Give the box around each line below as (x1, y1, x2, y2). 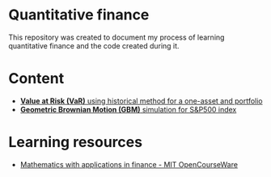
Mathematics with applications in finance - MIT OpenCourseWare (19, 159, 239, 169)
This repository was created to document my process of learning (8, 32, 225, 42)
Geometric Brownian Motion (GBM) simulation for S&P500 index (19, 104, 237, 114)
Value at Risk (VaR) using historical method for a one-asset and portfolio (19, 95, 263, 106)
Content (8, 70, 65, 88)
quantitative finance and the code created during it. (8, 40, 180, 50)
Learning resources (8, 133, 143, 151)
